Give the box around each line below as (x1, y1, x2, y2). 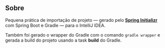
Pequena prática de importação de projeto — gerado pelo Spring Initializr (5, 17, 157, 23)
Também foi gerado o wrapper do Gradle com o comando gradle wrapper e (5, 32, 160, 38)
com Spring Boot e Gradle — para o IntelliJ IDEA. (5, 22, 106, 28)
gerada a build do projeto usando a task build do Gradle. (5, 37, 121, 43)
